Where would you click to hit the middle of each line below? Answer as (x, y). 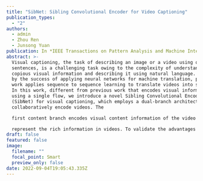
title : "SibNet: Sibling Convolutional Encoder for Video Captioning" (97, 12)
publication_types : (31, 17)
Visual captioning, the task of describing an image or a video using (102, 62)
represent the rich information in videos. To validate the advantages (104, 129)
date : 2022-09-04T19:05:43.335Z (47, 168)
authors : (17, 29)
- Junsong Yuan (31, 46)
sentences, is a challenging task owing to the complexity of (92, 68)
